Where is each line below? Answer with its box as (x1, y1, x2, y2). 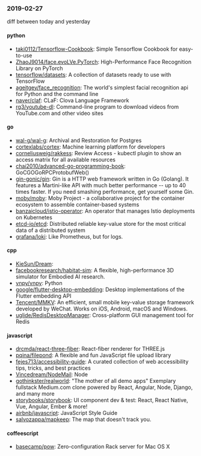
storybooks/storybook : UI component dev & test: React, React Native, (15, 397, 188, 404)
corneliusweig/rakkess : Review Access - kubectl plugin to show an (15, 149, 182, 156)
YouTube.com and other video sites (15, 109, 104, 117)
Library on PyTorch (15, 65, 63, 72)
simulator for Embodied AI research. (15, 273, 105, 280)
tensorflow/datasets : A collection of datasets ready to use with (15, 71, 172, 78)
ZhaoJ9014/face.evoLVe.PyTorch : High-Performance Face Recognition (15, 58, 192, 65)
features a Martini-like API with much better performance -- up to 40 (15, 181, 186, 188)
